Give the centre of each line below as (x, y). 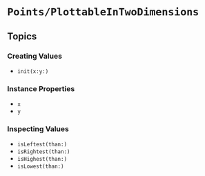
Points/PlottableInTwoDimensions (103, 12)
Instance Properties (41, 88)
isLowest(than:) (40, 167)
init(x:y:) (33, 71)
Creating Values (35, 56)
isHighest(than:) (42, 159)
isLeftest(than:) (42, 145)
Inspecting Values (38, 129)
